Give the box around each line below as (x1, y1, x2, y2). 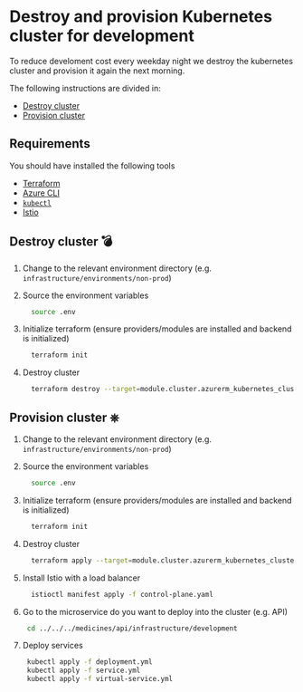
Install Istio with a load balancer (22, 572, 141, 583)
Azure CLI (22, 187, 61, 198)
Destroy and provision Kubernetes (9, 6, 273, 27)
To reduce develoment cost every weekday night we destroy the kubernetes (9, 55, 294, 66)
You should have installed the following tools (9, 160, 175, 171)
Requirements (9, 136, 90, 151)
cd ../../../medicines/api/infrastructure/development (26, 623, 238, 633)
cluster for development (9, 25, 194, 46)
